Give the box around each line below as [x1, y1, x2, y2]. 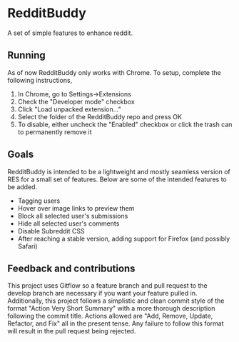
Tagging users [17, 196, 61, 205]
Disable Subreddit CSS [17, 226, 85, 235]
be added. [7, 182, 38, 191]
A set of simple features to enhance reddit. [7, 29, 133, 37]
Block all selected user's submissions [17, 211, 128, 220]
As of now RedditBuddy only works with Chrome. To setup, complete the [7, 68, 221, 76]
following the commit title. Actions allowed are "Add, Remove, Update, [7, 312, 213, 321]
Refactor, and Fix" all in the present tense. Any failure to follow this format [7, 319, 224, 328]
